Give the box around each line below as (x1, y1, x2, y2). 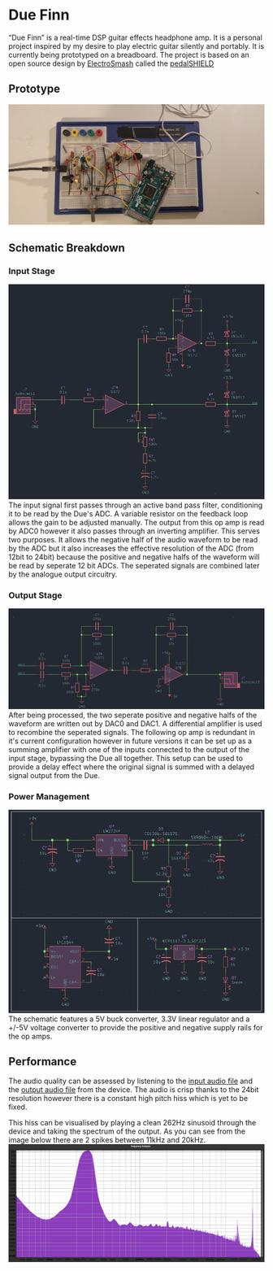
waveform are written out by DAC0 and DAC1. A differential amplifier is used (8, 718, 262, 729)
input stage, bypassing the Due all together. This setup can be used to (8, 753, 244, 763)
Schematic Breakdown (8, 241, 126, 255)
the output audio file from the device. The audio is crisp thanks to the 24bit (8, 1085, 259, 1095)
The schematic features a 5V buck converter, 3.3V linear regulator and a (8, 1014, 250, 1024)
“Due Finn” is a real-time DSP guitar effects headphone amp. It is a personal (8, 33, 262, 42)
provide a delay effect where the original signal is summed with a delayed (8, 762, 254, 772)
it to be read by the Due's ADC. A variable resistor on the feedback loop (8, 508, 249, 518)
